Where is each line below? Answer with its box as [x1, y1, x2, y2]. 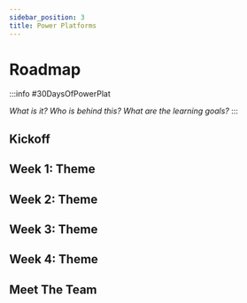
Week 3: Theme [9, 222, 98, 237]
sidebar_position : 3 [9, 12, 86, 22]
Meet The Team [9, 282, 97, 297]
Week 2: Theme [9, 191, 98, 206]
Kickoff [9, 131, 50, 146]
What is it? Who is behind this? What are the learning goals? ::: [9, 105, 239, 116]
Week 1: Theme [9, 161, 96, 177]
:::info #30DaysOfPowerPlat [9, 89, 111, 99]
